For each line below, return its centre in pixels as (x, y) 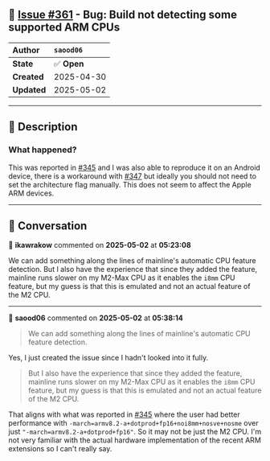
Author (26, 50)
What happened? (43, 150)
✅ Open (69, 64)
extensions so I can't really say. (60, 449)
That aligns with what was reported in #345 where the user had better (124, 414)
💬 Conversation (48, 226)
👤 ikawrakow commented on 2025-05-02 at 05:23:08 (100, 245)
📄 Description (43, 127)
